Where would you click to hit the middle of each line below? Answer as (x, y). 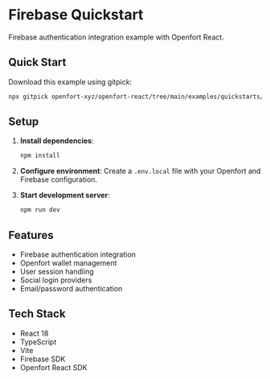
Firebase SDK (43, 359)
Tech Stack (37, 314)
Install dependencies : (57, 141)
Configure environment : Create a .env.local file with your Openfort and (140, 171)
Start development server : (65, 196)
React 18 (34, 333)
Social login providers (56, 280)
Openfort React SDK (53, 367)
